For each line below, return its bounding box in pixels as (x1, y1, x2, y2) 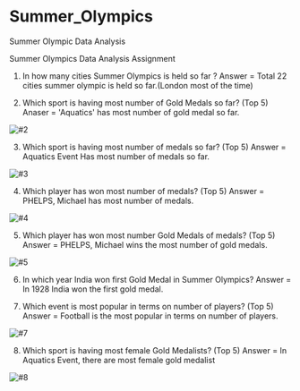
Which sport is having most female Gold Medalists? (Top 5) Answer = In (21, 344, 287, 355)
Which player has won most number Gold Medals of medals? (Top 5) (21, 230, 276, 241)
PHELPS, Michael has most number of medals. (21, 195, 194, 206)
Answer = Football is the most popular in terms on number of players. (21, 310, 279, 321)
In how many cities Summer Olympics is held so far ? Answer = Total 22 (21, 70, 287, 81)
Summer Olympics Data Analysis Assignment (9, 53, 176, 64)
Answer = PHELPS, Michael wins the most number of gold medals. (21, 239, 268, 250)
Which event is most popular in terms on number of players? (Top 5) (21, 301, 275, 311)
